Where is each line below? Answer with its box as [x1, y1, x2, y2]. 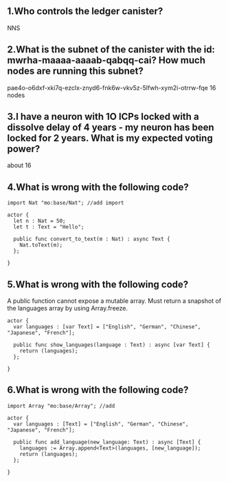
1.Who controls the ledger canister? [7, 6, 163, 17]
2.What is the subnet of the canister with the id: [7, 44, 215, 56]
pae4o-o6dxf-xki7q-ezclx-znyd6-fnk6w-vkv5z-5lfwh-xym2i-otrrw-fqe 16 [7, 83, 216, 92]
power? [7, 143, 41, 155]
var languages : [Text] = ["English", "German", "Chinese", [13, 420, 189, 428]
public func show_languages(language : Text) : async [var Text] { [13, 342, 211, 348]
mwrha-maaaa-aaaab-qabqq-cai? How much [7, 54, 206, 66]
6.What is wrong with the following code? [7, 384, 189, 396]
